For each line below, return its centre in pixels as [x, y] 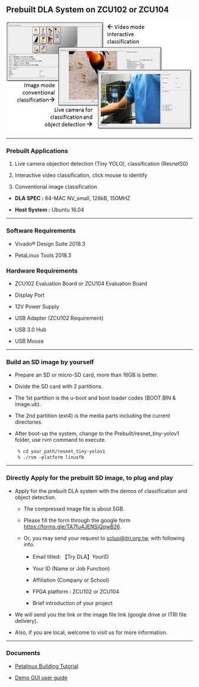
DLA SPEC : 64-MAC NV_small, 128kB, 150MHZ [72, 198]
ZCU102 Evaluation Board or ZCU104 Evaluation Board [81, 283]
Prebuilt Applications [37, 151]
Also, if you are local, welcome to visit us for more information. [91, 632]
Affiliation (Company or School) [71, 580]
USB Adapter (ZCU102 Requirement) [59, 318]
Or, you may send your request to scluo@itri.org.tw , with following [104, 538]
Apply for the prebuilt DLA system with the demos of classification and [101, 491]
